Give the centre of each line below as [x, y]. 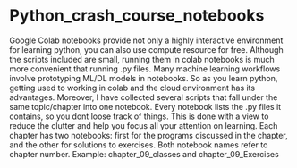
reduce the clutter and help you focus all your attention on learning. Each [144, 125]
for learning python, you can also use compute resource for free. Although [146, 49]
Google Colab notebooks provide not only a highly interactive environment [146, 40]
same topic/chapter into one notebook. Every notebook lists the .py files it [145, 106]
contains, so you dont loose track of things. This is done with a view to [139, 116]
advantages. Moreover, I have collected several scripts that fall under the [144, 97]
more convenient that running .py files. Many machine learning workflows [145, 69]
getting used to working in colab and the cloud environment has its [132, 88]
